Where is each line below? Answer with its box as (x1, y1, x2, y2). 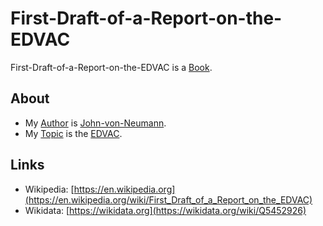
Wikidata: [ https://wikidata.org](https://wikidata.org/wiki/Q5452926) (24, 204, 307, 216)
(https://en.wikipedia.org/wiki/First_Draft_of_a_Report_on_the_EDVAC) (24, 193, 313, 206)
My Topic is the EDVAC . (24, 127, 123, 139)
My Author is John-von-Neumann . (24, 117, 167, 129)
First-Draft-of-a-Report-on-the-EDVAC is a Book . (10, 61, 213, 73)
